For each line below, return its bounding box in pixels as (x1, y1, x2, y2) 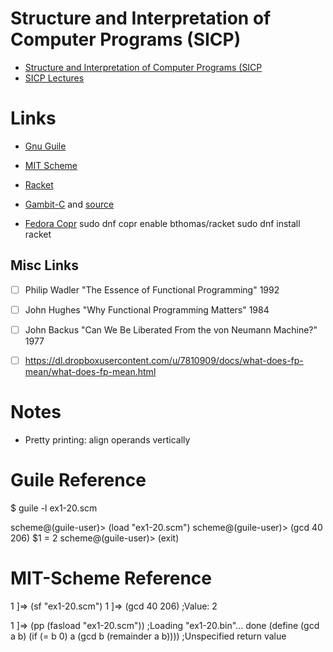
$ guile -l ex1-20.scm (10, 502, 98, 514)
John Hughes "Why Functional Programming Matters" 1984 (24, 303, 270, 316)
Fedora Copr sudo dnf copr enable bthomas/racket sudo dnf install (24, 217, 301, 229)
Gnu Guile (24, 140, 67, 152)
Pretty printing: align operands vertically (24, 433, 191, 446)
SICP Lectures (24, 72, 85, 84)
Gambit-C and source (24, 198, 115, 210)
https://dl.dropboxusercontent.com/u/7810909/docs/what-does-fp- (24, 354, 304, 366)
